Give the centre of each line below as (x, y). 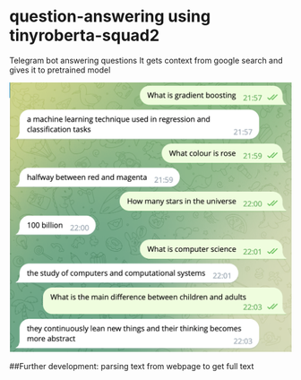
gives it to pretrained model (60, 70)
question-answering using (110, 17)
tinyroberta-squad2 (84, 35)
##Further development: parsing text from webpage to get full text (132, 366)
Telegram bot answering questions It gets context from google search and (146, 60)
